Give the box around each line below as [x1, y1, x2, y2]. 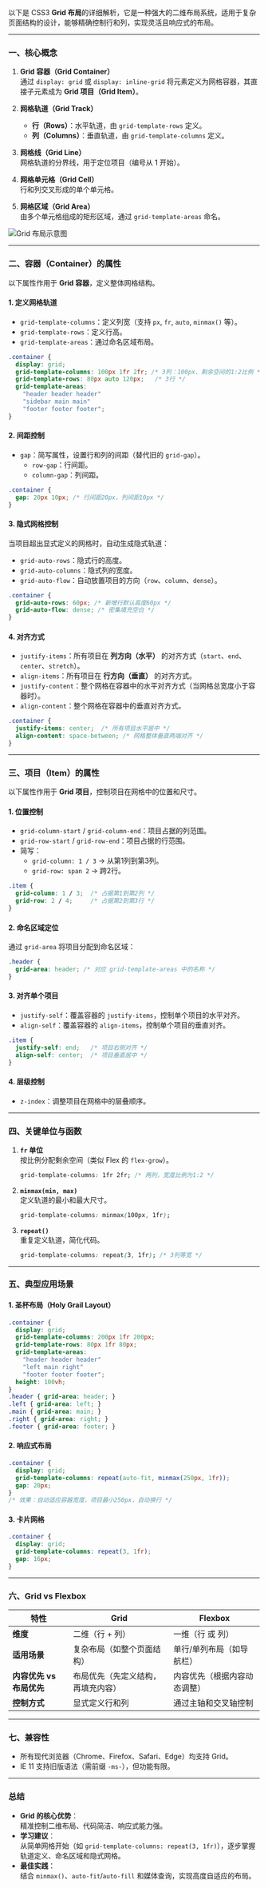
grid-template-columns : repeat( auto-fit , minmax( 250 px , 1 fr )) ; [15, 1474, 231, 1482]
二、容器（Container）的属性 [8, 258, 122, 269]
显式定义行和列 [73, 1698, 129, 1709]
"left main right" [22, 1363, 84, 1371]
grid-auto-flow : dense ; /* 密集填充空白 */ [15, 606, 156, 614]
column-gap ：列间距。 [31, 469, 104, 479]
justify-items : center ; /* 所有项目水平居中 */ [15, 724, 171, 732]
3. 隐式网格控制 [8, 519, 59, 529]
